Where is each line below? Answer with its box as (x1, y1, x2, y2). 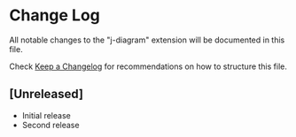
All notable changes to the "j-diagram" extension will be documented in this (9, 34, 285, 45)
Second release (21, 119, 80, 130)
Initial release (21, 110, 71, 120)
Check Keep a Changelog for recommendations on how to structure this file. (9, 61, 288, 72)
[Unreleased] (9, 87, 84, 102)
